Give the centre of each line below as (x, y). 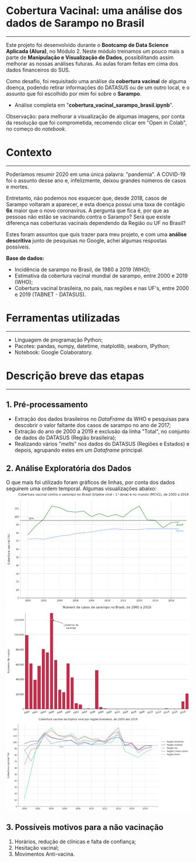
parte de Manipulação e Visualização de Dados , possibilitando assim (90, 57)
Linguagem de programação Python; (59, 340)
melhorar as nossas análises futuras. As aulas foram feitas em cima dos (92, 63)
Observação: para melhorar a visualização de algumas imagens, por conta (95, 116)
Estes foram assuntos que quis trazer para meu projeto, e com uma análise (97, 234)
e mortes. (17, 186)
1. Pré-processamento (47, 405)
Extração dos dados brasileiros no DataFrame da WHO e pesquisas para (102, 419)
